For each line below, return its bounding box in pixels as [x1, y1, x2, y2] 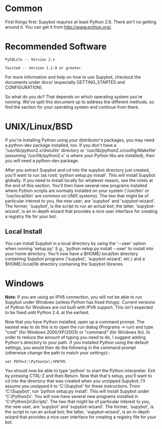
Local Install [5, 227, 43, 236]
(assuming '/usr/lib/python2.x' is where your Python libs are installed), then [5, 152, 155, 158]
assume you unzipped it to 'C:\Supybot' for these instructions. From [5, 383, 140, 389]
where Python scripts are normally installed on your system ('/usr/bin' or [5, 188, 149, 193]
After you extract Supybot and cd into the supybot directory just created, [5, 167, 150, 173]
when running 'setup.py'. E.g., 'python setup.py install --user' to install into [5, 245, 154, 251]
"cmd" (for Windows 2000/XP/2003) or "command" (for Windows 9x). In [5, 329, 150, 335]
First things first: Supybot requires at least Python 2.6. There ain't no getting [5, 19, 157, 25]
